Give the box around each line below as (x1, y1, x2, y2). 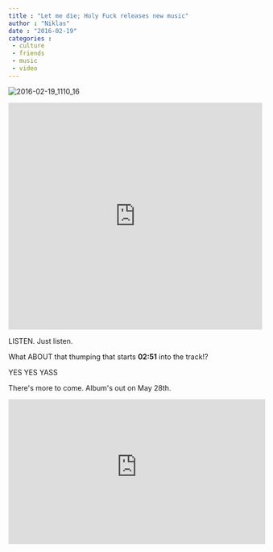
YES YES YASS (8, 367, 58, 377)
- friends (11, 49, 45, 57)
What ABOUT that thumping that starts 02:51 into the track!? (8, 352, 209, 362)
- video (11, 65, 38, 73)
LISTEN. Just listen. (8, 336, 73, 345)
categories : (8, 34, 52, 43)
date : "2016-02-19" (8, 27, 78, 35)
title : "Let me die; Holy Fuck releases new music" (8, 11, 189, 20)
